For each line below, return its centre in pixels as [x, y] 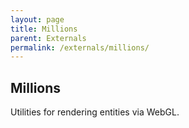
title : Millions [44, 29]
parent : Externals [48, 38]
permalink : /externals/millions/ [80, 47]
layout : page [37, 19]
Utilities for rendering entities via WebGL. [95, 112]
